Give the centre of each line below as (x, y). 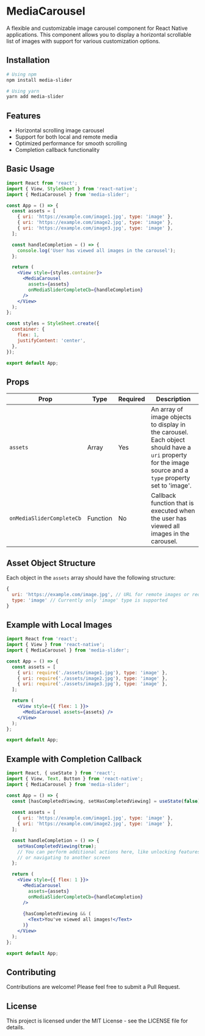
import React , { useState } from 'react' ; (61, 773)
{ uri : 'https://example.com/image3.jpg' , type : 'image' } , (95, 228)
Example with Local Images (59, 624)
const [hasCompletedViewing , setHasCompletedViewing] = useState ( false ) (106, 801)
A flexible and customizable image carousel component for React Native (97, 28)
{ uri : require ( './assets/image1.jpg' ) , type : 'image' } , (92, 672)
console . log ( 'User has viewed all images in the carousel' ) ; (96, 250)
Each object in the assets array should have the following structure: (91, 577)
